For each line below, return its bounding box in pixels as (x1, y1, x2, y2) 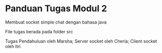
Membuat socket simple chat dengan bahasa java (5, 19, 107, 25)
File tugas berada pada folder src (5, 28, 73, 34)
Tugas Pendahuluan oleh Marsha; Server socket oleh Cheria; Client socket (5, 38, 158, 44)
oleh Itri (5, 43, 21, 49)
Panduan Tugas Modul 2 (5, 3, 107, 14)
